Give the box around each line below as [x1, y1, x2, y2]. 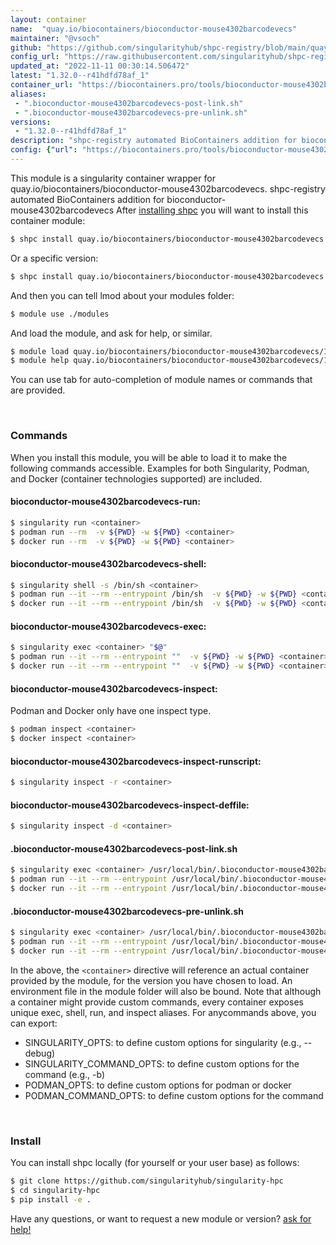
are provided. [10, 384, 66, 396]
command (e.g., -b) [24, 1068, 106, 1080]
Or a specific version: [10, 252, 99, 264]
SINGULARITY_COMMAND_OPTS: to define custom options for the [24, 1057, 300, 1070]
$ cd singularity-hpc [10, 1185, 101, 1195]
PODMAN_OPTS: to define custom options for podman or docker [24, 1079, 292, 1091]
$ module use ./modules [10, 309, 110, 319]
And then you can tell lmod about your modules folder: [10, 289, 235, 301]
